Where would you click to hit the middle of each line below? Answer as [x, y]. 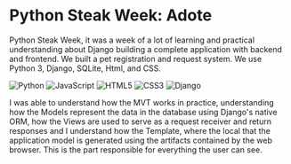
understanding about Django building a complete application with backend [146, 49]
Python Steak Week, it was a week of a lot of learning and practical [132, 40]
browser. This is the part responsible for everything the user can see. [136, 149]
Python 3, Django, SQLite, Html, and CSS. [85, 68]
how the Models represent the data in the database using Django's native [143, 112]
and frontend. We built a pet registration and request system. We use [136, 59]
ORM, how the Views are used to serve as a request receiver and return [140, 121]
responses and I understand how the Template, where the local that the [140, 130]
